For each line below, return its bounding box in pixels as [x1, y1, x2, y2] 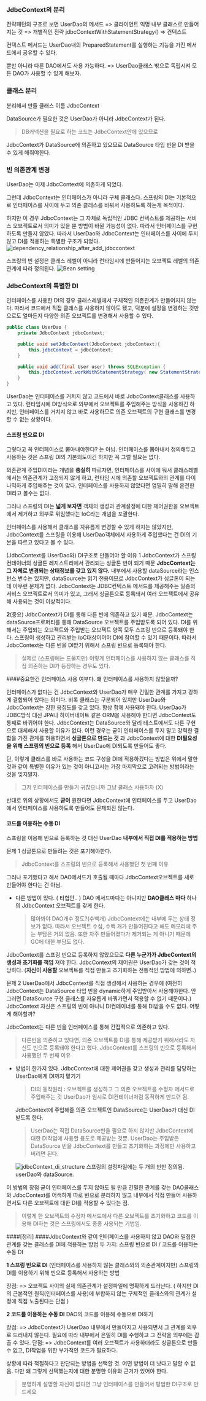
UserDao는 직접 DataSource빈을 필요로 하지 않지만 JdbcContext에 [30, 1127, 194, 1134]
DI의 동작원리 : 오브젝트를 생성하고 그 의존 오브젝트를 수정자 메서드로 [30, 1086, 195, 1093]
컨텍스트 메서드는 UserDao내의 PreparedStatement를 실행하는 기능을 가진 [6, 41, 186, 49]
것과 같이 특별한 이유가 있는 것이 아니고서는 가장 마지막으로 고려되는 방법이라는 [6, 763, 195, 771]
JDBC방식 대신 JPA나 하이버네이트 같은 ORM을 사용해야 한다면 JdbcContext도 [6, 712, 197, 719]
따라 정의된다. [22, 264, 56, 272]
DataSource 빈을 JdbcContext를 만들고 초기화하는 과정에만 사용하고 [30, 1142, 196, 1150]
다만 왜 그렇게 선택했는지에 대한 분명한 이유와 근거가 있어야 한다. [14, 1367, 168, 1375]
